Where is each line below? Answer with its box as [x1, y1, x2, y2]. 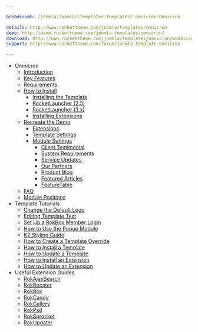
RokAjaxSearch [23, 275, 61, 282]
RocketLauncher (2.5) [32, 100, 85, 107]
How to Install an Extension [23, 257, 90, 264]
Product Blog [41, 169, 73, 176]
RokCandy [23, 294, 49, 301]
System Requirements [41, 150, 95, 157]
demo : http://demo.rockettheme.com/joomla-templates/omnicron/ [6, 30, 165, 36]
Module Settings [32, 137, 72, 144]
